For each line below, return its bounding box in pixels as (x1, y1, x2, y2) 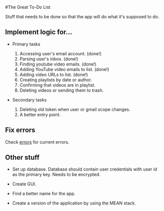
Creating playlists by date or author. (19, 76, 92, 83)
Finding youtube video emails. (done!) (19, 61, 97, 67)
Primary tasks (12, 41, 40, 47)
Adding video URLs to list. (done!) (19, 71, 88, 77)
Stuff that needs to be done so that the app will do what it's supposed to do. (5, 14, 160, 19)
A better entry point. (19, 111, 61, 117)
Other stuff (5, 153, 40, 162)
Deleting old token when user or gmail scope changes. (19, 106, 131, 112)
